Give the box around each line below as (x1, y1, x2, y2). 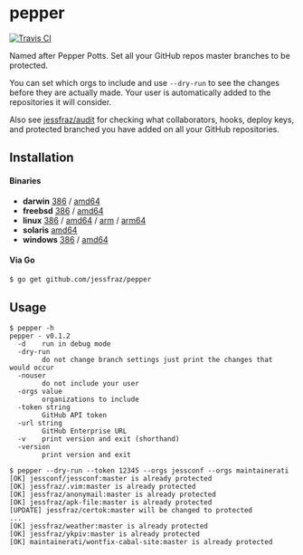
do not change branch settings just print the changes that (42, 356, 273, 365)
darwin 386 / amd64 (22, 196, 101, 206)
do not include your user (42, 379, 140, 388)
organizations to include (42, 395, 140, 405)
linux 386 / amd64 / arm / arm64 (22, 215, 147, 225)
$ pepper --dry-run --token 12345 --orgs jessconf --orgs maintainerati (9, 466, 289, 475)
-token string (17, 403, 71, 412)
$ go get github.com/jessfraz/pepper (9, 274, 152, 283)
